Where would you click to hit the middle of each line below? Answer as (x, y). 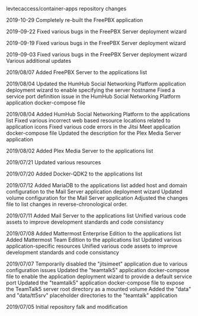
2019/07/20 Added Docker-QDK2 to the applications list (74, 174)
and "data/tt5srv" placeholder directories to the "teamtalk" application (92, 295)
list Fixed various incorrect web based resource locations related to (88, 120)
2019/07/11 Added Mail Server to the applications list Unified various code (96, 216)
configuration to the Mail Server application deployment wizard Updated (94, 191)
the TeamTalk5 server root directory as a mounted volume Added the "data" (99, 289)
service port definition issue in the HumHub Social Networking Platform (93, 96)
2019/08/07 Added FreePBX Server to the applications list (76, 72)
